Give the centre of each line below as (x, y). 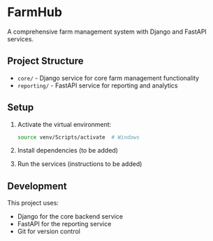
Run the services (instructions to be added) (80, 164)
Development (37, 186)
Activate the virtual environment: (64, 124)
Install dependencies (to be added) (68, 151)
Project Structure (45, 61)
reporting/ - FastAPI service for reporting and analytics (97, 85)
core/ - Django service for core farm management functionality (108, 78)
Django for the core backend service (70, 216)
